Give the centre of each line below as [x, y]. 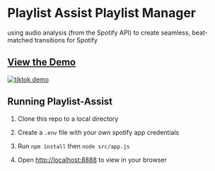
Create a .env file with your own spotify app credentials [98, 132]
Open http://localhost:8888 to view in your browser [92, 160]
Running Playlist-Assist [60, 101]
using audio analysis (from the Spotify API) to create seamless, [99, 33]
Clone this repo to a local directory [68, 119]
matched [20, 40]
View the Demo [42, 63]
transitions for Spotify [66, 40]
